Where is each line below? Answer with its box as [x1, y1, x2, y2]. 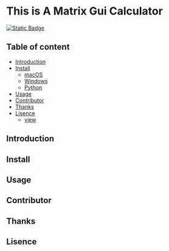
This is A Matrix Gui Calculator [6, 4, 163, 18]
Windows [24, 77, 48, 84]
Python [24, 84, 43, 91]
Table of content [6, 42, 70, 52]
